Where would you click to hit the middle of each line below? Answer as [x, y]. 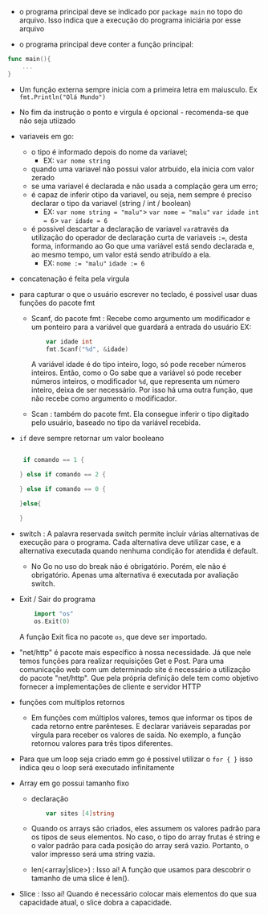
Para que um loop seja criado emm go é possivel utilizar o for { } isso [136, 759]
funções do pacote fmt [57, 303]
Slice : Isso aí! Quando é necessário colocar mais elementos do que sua [138, 894]
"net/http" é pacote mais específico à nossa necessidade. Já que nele [135, 652]
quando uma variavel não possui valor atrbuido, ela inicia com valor [142, 169]
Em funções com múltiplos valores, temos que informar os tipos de [142, 717]
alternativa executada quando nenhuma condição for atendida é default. [138, 550]
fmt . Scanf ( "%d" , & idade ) [87, 349]
